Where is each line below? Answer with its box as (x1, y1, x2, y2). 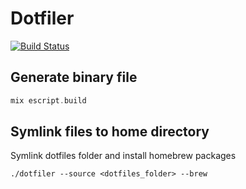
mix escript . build (10, 95, 87, 106)
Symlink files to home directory (10, 123, 210, 141)
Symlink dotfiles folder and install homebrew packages (10, 150, 237, 162)
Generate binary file (10, 69, 138, 86)
